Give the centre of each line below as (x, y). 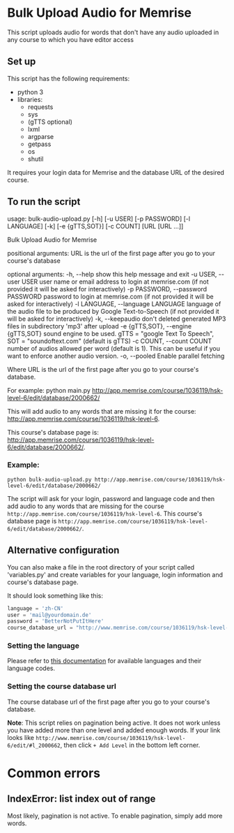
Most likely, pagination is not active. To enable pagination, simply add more (115, 816)
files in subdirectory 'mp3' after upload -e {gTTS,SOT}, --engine (100, 326)
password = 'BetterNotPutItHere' (56, 621)
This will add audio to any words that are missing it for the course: (102, 411)
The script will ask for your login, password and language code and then (111, 498)
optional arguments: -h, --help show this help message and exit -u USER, (112, 274)
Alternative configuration (63, 550)
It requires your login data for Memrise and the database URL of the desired (116, 172)
